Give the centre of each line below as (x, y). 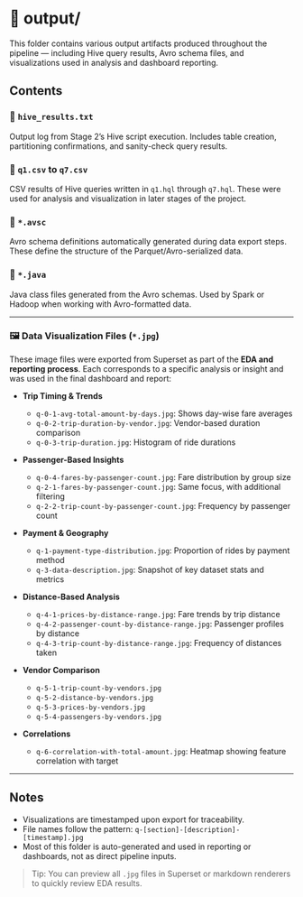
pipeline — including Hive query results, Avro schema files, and (127, 52)
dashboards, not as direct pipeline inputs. (100, 855)
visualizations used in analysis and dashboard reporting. (114, 62)
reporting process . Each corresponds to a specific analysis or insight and (147, 368)
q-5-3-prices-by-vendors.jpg (91, 707)
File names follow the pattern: (78, 828)
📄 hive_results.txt (51, 116)
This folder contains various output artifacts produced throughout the (138, 43)
